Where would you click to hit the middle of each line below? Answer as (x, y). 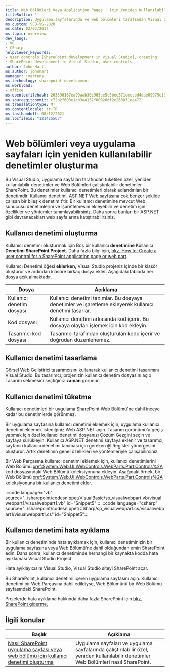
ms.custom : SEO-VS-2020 (30, 24)
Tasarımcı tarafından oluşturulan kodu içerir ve (105, 333)
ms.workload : (19, 85)
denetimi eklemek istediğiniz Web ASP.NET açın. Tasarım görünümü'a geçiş (84, 430)
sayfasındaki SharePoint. (31, 589)
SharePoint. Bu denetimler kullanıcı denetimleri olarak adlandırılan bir (77, 190)
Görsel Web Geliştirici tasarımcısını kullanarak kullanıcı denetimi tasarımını (82, 370)
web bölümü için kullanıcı (38, 656)
